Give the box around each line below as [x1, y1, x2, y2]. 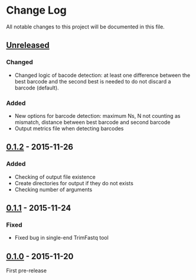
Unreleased [6, 40, 50, 50]
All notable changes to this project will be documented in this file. [6, 23, 165, 30]
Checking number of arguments [14, 186, 93, 193]
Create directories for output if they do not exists [14, 179, 134, 186]
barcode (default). [14, 84, 59, 91]
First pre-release [6, 267, 47, 274]
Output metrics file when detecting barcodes [14, 125, 124, 132]
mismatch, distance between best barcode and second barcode [14, 118, 171, 125]
